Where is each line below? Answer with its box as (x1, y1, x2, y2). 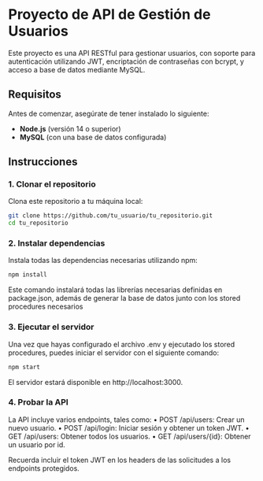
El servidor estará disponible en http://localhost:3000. (8, 377, 183, 387)
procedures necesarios (8, 302, 83, 312)
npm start (8, 363, 41, 371)
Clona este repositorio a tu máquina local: (8, 197, 143, 206)
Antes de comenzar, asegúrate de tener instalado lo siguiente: (8, 109, 210, 118)
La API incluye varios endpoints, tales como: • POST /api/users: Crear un (8, 415, 245, 424)
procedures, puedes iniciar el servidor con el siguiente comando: (8, 348, 220, 357)
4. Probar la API (8, 397, 69, 408)
